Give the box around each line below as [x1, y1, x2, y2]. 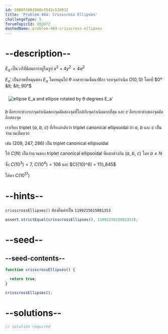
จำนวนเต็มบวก [5, 130, 30, 136]
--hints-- [5, 190, 44, 202]
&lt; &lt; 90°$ [5, 83, 32, 89]
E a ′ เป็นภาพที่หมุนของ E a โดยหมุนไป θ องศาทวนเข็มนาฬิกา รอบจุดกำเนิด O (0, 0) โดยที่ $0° [5, 76, 162, 84]
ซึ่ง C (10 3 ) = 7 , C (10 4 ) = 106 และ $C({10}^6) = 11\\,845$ [5, 160, 117, 167]
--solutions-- [5, 307, 62, 319]
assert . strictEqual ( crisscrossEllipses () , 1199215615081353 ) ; [5, 217, 138, 222]
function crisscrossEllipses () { [5, 267, 75, 272]
